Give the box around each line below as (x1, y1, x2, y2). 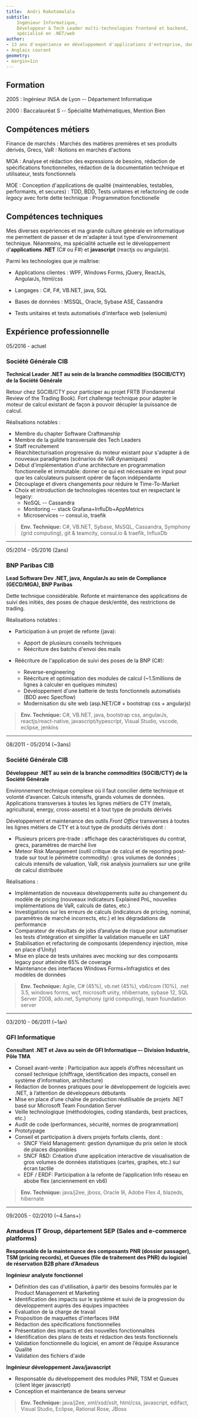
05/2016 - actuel (6, 342, 47, 349)
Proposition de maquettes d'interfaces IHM (14, 1315, 120, 1322)
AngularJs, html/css (14, 275, 64, 282)
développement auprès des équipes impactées (14, 1302, 129, 1309)
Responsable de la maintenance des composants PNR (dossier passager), (6, 1248, 191, 1255)
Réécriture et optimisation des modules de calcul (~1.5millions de (23, 675, 181, 682)
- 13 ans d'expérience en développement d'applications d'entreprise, (6, 42, 183, 48)
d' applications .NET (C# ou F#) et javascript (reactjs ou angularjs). (6, 246, 170, 253)
